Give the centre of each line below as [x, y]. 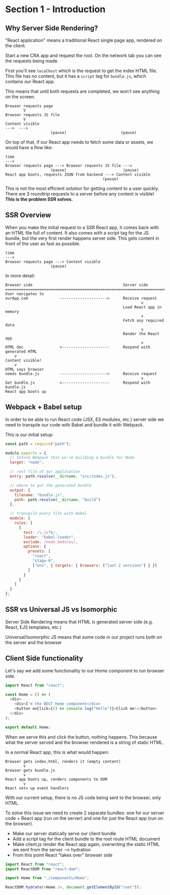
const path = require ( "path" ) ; [38, 444]
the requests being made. [32, 61]
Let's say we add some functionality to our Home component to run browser [85, 671]
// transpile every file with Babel [48, 514]
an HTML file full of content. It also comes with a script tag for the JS [77, 233]
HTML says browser [25, 369]
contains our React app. [30, 81]
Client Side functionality [44, 658]
